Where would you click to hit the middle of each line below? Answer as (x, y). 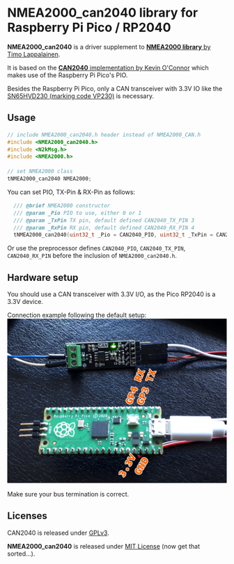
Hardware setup (43, 277)
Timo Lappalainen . (34, 54)
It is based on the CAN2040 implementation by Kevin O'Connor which (108, 67)
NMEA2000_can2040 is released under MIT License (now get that (104, 546)
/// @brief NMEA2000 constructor (62, 206)
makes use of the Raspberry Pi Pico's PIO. (68, 75)
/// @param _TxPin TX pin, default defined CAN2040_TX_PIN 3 (104, 220)
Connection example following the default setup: (77, 315)
